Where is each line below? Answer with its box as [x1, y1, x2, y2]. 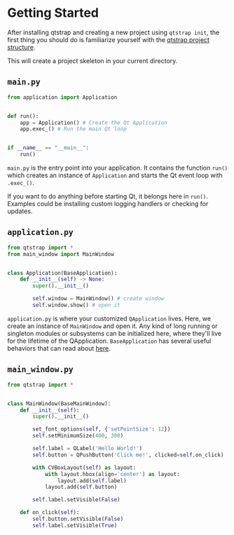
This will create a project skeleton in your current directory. [7, 56, 178, 65]
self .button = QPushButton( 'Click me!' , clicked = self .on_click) [32, 451, 224, 459]
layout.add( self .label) [57, 477, 128, 485]
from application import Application [7, 93, 118, 101]
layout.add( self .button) [44, 484, 118, 491]
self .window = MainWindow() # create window [32, 295, 165, 302]
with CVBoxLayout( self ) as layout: [32, 464, 137, 471]
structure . [7, 43, 36, 51]
